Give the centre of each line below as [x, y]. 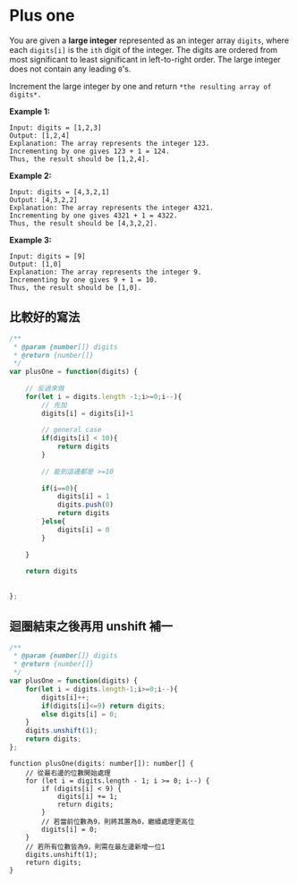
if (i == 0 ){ [60, 488]
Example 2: [30, 175]
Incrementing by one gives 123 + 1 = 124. [89, 151]
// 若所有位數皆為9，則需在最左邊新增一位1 [95, 846]
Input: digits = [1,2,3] [55, 127]
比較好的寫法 [45, 317]
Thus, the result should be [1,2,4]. [80, 159]
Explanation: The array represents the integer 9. [106, 272]
